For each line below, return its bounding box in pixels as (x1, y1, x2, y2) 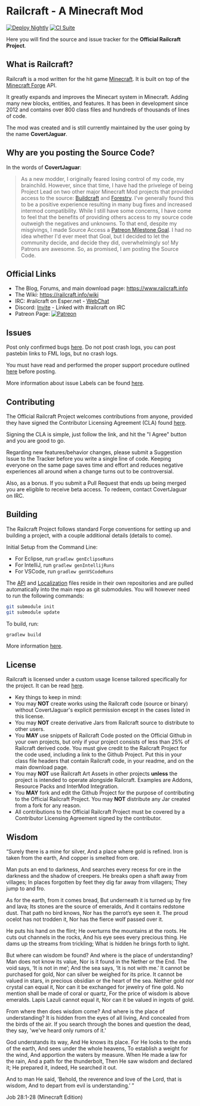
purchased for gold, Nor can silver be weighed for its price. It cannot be (6, 971, 183, 978)
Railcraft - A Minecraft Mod (6, 4, 143, 18)
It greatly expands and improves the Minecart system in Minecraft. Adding (6, 93, 189, 100)
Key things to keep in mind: (14, 694, 82, 701)
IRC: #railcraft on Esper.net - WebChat (14, 298, 109, 305)
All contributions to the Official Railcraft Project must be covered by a (14, 808, 185, 815)
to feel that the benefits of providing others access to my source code (20, 213, 193, 220)
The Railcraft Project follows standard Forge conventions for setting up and (6, 525, 191, 533)
